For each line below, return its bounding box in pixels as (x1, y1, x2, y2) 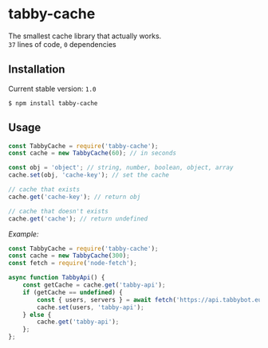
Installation (8, 63, 65, 76)
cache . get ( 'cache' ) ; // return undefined (8, 214, 148, 223)
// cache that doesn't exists (8, 207, 109, 215)
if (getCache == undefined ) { (22, 288, 124, 296)
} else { (22, 311, 52, 319)
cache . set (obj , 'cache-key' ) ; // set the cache (8, 171, 170, 179)
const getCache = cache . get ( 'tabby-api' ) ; (22, 281, 166, 289)
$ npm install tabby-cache (8, 99, 98, 108)
